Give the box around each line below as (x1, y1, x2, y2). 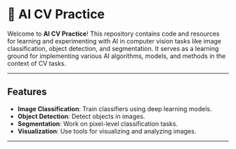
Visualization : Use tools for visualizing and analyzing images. (17, 127, 197, 135)
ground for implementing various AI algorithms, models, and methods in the (7, 52, 226, 60)
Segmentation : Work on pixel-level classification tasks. (17, 119, 178, 128)
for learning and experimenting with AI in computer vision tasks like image (7, 36, 221, 45)
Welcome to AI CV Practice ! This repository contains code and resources (7, 29, 220, 38)
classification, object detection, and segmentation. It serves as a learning (7, 44, 219, 52)
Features (7, 86, 47, 98)
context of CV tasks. (7, 59, 67, 67)
